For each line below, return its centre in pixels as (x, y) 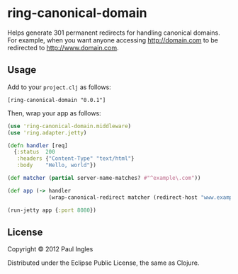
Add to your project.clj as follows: (59, 87)
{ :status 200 (34, 152)
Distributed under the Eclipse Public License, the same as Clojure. (103, 263)
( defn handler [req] (38, 145)
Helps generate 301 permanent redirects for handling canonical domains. (114, 33)
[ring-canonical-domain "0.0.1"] (57, 100)
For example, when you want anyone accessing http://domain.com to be (113, 40)
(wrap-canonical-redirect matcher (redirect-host (123, 197)
